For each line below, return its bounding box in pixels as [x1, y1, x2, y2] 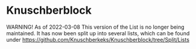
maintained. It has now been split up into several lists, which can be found [6, 29, 190, 36]
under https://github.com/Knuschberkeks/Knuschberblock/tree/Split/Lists [6, 36, 190, 43]
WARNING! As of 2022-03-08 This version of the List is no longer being [6, 23, 185, 30]
